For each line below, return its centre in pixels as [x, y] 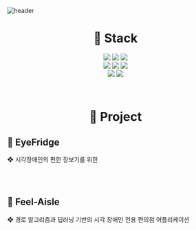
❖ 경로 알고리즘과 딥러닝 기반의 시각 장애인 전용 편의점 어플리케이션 [98, 219]
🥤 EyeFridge [33, 142]
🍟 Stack [116, 38]
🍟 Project [116, 117]
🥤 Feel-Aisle [33, 202]
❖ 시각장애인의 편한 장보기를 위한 [53, 159]
